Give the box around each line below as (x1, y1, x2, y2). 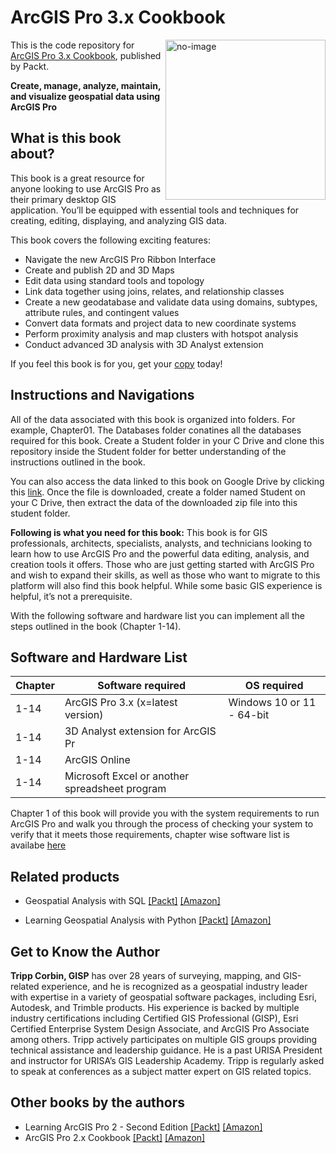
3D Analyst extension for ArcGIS (64, 724, 217, 738)
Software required (97, 679, 187, 693)
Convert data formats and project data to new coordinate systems (24, 317, 297, 329)
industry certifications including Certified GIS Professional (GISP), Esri (10, 1012, 299, 1024)
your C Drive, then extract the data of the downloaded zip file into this (10, 496, 298, 508)
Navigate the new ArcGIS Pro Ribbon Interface (24, 253, 217, 265)
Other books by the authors (10, 1094, 185, 1111)
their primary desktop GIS (10, 193, 117, 205)
